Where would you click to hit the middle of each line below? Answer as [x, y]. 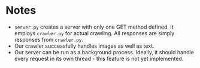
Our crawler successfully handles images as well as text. [84, 46]
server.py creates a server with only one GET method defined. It [94, 27]
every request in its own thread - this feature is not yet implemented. [99, 58]
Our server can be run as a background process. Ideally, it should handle [104, 52]
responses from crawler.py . [49, 39]
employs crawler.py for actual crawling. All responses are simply [94, 33]
